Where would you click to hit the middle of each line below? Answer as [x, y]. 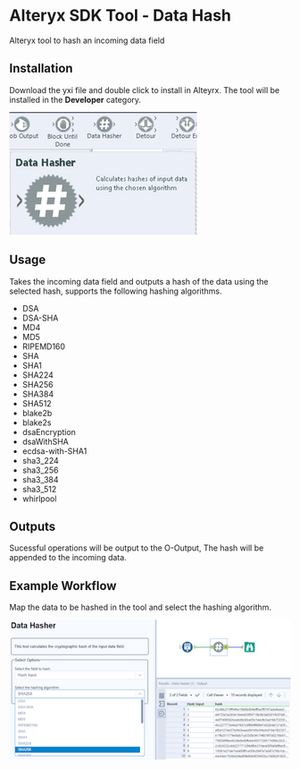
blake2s [37, 423]
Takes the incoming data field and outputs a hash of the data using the [139, 281]
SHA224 [37, 375]
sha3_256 [40, 470]
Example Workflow [63, 586]
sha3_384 [41, 479]
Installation [41, 68]
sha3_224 [41, 460]
